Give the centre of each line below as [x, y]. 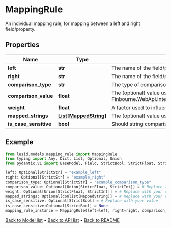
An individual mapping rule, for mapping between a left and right [73, 23]
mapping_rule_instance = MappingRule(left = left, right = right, [73, 211]
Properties [22, 45]
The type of [125, 84]
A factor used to [131, 107]
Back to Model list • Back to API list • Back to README [62, 220]
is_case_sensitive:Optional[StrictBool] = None [57, 206]
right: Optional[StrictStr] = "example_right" [55, 178]
